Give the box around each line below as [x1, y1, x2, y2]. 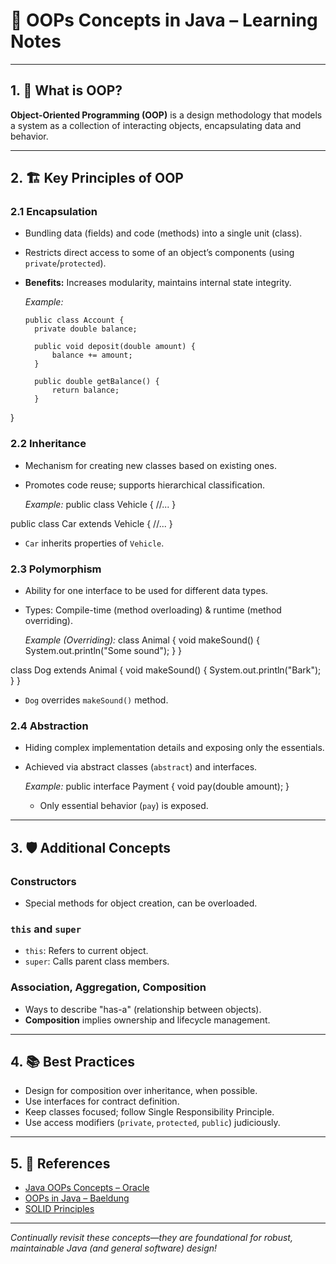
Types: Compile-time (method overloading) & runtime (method [24, 604, 282, 616]
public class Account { [24, 315, 125, 326]
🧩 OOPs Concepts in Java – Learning [10, 9, 318, 32]
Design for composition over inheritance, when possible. [24, 1085, 258, 1097]
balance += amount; [51, 350, 133, 361]
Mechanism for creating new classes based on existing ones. [24, 459, 277, 471]
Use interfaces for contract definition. [24, 1095, 180, 1108]
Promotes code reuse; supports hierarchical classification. [24, 479, 266, 491]
